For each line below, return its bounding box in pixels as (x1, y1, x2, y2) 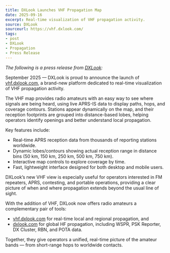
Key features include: (5, 126, 50, 133)
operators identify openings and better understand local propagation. (5, 117, 152, 123)
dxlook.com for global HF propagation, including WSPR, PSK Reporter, (12, 221, 161, 227)
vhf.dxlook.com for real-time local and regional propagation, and (12, 216, 149, 222)
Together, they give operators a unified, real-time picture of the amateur (5, 236, 157, 242)
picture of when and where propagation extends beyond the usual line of (5, 185, 159, 191)
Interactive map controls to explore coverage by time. (12, 158, 126, 164)
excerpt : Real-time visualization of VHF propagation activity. (5, 17, 145, 22)
